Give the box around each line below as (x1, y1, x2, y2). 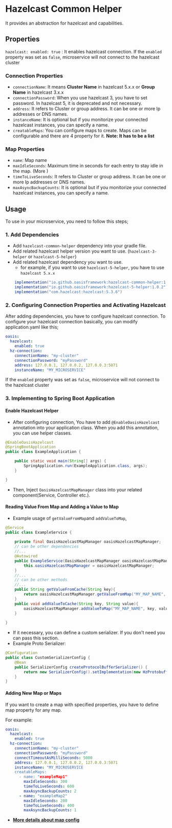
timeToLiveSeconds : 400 (24, 803, 74, 808)
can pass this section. (12, 635, 59, 641)
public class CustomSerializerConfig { (5, 655, 91, 660)
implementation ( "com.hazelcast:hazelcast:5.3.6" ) (14, 289, 123, 295)
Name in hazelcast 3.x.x (12, 89, 64, 95)
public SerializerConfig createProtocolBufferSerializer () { (14, 665, 147, 670)
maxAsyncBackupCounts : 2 (24, 789, 77, 794)
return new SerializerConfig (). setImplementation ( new (24, 669, 141, 674)
